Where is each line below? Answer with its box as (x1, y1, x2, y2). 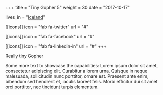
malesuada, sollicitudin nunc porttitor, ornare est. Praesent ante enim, (5, 73, 149, 79)
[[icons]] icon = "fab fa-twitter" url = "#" (5, 24, 89, 30)
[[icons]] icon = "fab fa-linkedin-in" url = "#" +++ (5, 43, 107, 49)
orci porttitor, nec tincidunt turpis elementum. (5, 84, 99, 90)
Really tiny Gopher (5, 53, 44, 59)
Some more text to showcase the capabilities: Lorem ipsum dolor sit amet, (5, 63, 158, 68)
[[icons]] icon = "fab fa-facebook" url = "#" (5, 34, 95, 39)
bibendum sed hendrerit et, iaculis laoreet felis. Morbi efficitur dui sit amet (5, 79, 158, 84)
